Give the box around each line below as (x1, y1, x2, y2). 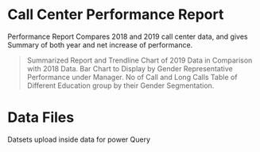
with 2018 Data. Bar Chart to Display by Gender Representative (26, 63, 233, 73)
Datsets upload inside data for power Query (7, 135, 151, 144)
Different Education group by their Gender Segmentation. (26, 81, 215, 90)
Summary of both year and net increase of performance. (7, 40, 193, 49)
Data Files (7, 108, 75, 127)
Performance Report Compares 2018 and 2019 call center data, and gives (7, 32, 248, 41)
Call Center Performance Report (7, 6, 224, 24)
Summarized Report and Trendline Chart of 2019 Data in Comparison (26, 55, 253, 65)
